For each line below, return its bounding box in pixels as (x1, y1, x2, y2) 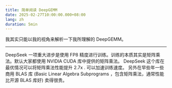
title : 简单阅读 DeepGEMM (5, 7, 58, 13)
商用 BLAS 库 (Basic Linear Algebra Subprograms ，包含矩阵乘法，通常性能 (5, 71, 164, 77)
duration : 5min (5, 21, 38, 27)
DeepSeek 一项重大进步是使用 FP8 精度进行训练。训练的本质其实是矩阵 (5, 52, 156, 58)
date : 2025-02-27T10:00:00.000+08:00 (5, 12, 86, 17)
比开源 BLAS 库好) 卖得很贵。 (5, 77, 68, 83)
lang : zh (5, 17, 24, 22)
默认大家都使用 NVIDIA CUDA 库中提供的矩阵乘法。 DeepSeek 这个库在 (14, 58, 165, 64)
